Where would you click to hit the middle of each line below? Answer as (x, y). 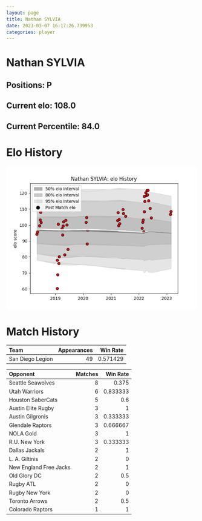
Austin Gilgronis (28, 417)
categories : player (31, 32)
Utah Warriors (26, 391)
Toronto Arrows (28, 501)
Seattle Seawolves (32, 383)
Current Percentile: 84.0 (53, 126)
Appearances (76, 350)
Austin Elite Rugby (31, 408)
